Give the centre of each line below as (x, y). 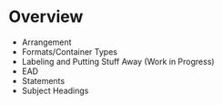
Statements (43, 80)
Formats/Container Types (69, 51)
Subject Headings (55, 90)
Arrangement (46, 42)
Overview (46, 17)
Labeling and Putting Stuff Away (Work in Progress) (118, 61)
